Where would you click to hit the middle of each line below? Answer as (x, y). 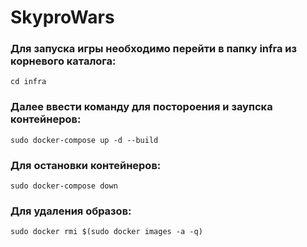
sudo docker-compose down (64, 186)
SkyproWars (62, 17)
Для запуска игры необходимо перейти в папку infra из (154, 49)
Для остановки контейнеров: (86, 165)
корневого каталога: (63, 61)
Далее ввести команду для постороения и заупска (141, 107)
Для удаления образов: (71, 211)
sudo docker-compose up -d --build (84, 140)
